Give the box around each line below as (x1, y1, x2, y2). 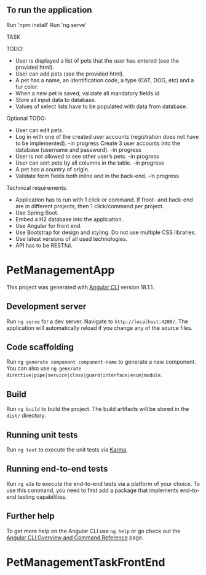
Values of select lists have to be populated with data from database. (15, 103, 188, 110)
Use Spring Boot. (15, 209, 59, 216)
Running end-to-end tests (6, 464, 108, 474)
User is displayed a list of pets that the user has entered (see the (15, 57, 180, 64)
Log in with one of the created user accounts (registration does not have (15, 133, 199, 140)
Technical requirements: (6, 184, 68, 191)
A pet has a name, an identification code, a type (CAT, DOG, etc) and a (15, 76, 194, 84)
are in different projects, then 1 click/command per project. (15, 202, 164, 209)
